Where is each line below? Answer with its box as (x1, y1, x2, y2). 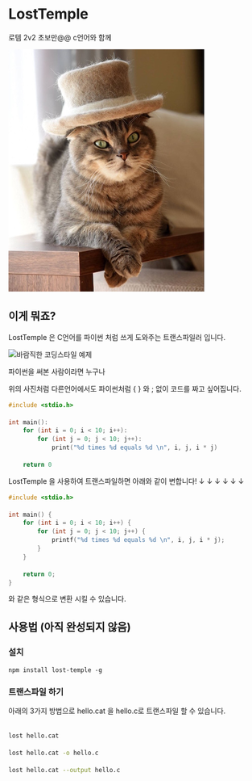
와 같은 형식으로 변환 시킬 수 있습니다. (8, 594, 126, 604)
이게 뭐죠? (8, 309, 56, 323)
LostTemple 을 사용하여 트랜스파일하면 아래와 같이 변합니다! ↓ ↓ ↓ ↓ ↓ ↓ (8, 476, 245, 485)
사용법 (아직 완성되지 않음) (8, 619, 131, 634)
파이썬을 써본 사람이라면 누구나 (8, 367, 106, 376)
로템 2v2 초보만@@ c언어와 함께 (8, 32, 112, 42)
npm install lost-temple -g (8, 666, 103, 674)
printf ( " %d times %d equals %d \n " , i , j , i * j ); (51, 536, 225, 544)
